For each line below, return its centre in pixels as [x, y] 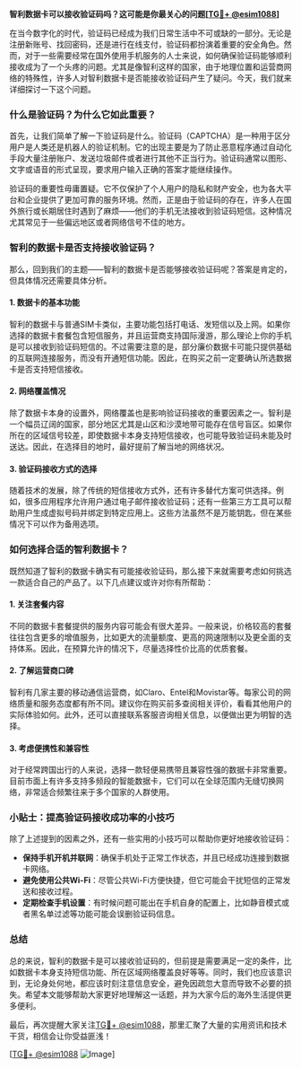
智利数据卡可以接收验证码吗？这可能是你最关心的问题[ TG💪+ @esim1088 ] [145, 14]
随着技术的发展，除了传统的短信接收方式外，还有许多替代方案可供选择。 [142, 490]
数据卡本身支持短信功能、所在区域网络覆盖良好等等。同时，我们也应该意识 [154, 972]
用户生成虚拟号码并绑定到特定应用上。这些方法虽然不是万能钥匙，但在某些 [154, 513]
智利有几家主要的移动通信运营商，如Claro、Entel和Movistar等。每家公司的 [146, 692]
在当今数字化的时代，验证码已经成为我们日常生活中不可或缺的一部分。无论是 [150, 33]
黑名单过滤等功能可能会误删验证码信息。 [105, 914]
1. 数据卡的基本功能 [45, 302]
